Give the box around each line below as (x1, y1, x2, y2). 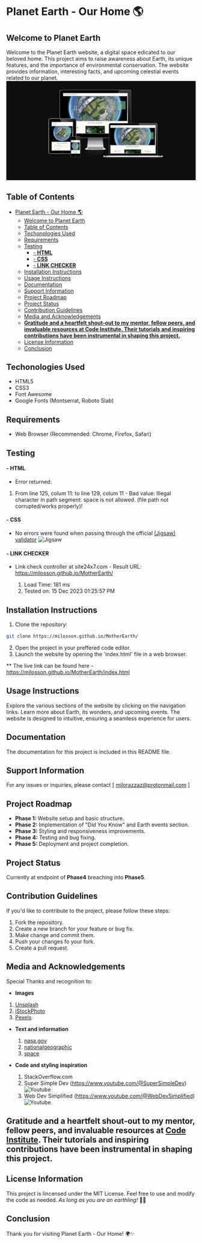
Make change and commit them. (14, 931, 95, 938)
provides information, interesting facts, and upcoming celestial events (6, 68, 179, 75)
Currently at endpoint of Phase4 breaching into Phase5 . (6, 874, 146, 881)
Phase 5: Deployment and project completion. (14, 840, 129, 847)
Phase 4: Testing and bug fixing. (14, 834, 96, 841)
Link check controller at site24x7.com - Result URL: (14, 563, 142, 570)
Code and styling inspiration (14, 1061, 88, 1069)
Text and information (14, 1025, 69, 1033)
